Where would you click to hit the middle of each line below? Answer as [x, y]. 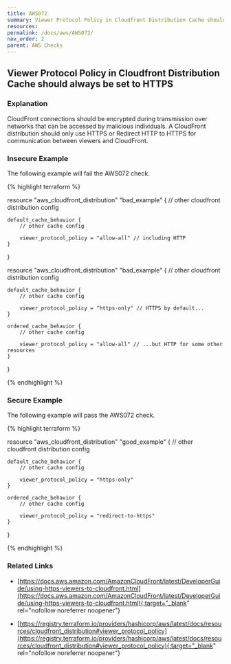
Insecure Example [38, 158]
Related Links [30, 566]
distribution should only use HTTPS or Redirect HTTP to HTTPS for [102, 133]
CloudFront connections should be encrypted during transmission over [107, 118]
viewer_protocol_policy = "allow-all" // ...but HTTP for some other [121, 344]
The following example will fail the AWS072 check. [78, 173]
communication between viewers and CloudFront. [78, 140]
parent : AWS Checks [35, 45]
